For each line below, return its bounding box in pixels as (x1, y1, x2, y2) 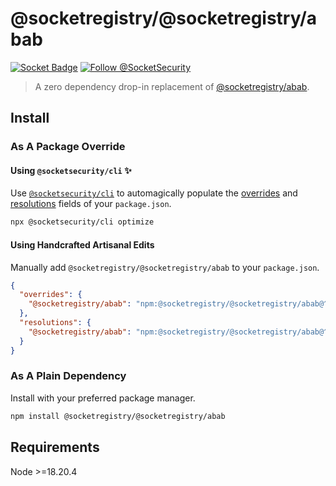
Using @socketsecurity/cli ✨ (10, 164, 132, 176)
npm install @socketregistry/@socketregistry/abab (10, 411, 226, 421)
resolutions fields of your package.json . (10, 198, 172, 210)
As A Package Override (10, 140, 126, 154)
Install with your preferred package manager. (10, 392, 196, 404)
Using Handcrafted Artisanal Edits (10, 238, 155, 251)
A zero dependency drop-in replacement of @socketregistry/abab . (34, 80, 310, 92)
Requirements (10, 439, 100, 456)
